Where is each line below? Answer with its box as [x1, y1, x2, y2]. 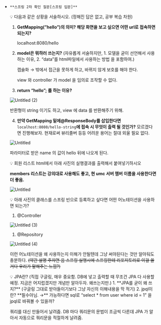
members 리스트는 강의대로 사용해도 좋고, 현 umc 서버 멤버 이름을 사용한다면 [9, 171, 157, 176]
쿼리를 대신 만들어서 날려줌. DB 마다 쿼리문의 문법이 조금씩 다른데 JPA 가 [9, 309, 148, 314]
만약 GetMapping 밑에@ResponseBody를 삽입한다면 [17, 118, 121, 123]
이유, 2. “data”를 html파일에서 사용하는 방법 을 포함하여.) [26, 56, 135, 62]
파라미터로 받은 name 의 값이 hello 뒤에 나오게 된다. [9, 150, 109, 156]
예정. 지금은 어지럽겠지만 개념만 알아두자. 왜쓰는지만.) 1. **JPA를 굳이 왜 [9, 280, 147, 285]
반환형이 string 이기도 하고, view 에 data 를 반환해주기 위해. [9, 107, 124, 113]
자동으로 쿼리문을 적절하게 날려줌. [19, 315, 83, 321]
